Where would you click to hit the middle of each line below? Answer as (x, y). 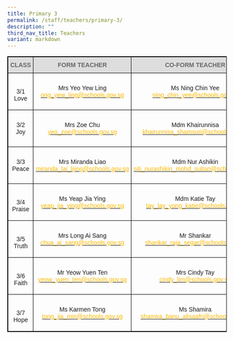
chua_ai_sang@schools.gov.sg (82, 243)
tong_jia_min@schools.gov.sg (82, 316)
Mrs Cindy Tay (195, 273)
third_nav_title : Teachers (46, 33)
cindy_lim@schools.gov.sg (195, 280)
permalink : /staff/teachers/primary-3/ (65, 20)
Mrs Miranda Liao (83, 162)
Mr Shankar (195, 236)
